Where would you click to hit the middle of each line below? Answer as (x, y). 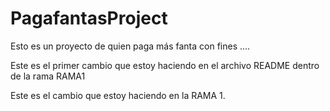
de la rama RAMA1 (48, 76)
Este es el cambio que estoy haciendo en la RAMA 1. (118, 95)
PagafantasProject (89, 18)
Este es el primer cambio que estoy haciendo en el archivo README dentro (165, 65)
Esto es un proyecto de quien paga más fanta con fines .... (130, 46)
